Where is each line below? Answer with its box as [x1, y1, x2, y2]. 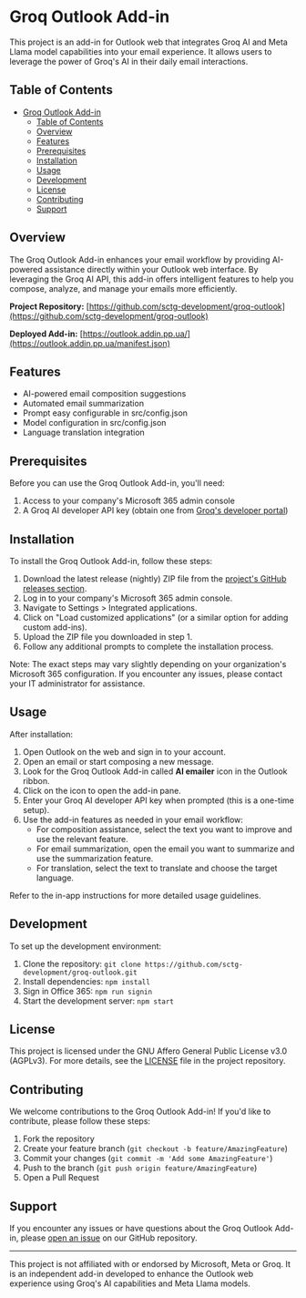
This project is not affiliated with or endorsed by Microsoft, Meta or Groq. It [9, 1259, 291, 1270]
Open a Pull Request [22, 1172, 100, 1183]
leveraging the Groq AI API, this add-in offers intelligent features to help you [9, 273, 294, 284]
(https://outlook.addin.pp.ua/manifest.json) [9, 337, 171, 348]
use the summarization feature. [36, 852, 154, 863]
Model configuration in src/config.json [22, 417, 167, 428]
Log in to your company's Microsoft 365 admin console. [22, 592, 233, 603]
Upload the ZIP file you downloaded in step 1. [22, 632, 193, 642]
